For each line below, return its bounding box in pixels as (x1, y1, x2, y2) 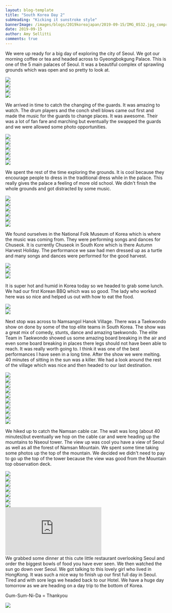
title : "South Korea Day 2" (5, 12, 66, 17)
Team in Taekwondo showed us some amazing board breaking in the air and (5, 335, 166, 341)
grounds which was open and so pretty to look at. (5, 66, 110, 73)
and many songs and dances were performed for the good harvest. (5, 253, 147, 259)
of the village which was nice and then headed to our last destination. (5, 362, 152, 368)
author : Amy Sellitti (5, 31, 52, 37)
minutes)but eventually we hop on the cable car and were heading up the (5, 433, 160, 440)
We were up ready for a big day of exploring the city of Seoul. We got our (5, 50, 160, 57)
